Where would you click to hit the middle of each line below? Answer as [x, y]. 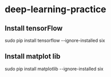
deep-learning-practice [55, 9]
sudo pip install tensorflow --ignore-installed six [55, 40]
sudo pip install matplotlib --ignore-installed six [54, 69]
